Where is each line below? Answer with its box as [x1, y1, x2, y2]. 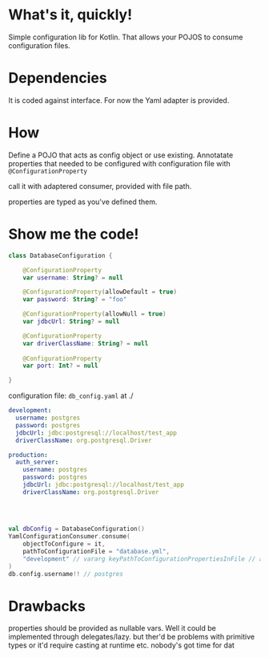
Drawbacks [8, 597, 86, 615]
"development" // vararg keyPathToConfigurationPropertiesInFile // [22, 554, 256, 563]
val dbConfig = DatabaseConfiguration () [8, 525, 146, 533]
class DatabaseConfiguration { [8, 251, 113, 260]
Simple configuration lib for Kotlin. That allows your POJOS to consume [8, 32, 243, 42]
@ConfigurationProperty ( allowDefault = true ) [22, 288, 178, 296]
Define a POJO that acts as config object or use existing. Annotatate [8, 150, 234, 160]
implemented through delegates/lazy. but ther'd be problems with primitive [8, 632, 255, 642]
